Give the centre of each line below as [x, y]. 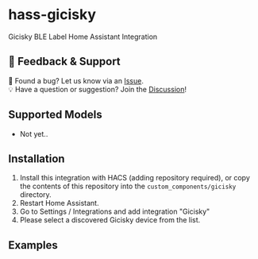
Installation [37, 158]
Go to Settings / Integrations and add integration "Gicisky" [115, 211]
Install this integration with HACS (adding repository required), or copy [135, 178]
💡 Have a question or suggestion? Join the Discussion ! [97, 89]
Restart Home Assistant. [59, 203]
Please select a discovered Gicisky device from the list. [110, 220]
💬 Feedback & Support [64, 62]
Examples [33, 245]
